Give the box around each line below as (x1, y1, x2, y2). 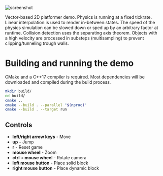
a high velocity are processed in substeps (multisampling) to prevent (5, 35, 144, 41)
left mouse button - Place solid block (12, 160, 89, 166)
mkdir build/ (5, 89, 32, 94)
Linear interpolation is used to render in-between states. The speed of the (5, 20, 155, 25)
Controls (5, 121, 33, 129)
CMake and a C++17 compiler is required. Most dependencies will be (5, 74, 145, 80)
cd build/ (5, 93, 26, 98)
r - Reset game (12, 144, 43, 150)
